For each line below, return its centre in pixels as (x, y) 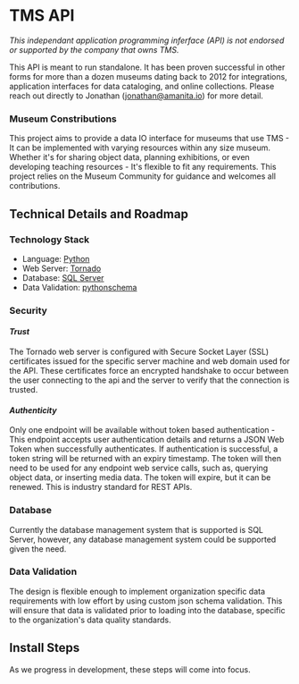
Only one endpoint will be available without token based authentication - (142, 430)
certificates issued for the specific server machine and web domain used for (149, 361)
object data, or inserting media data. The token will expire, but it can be (140, 477)
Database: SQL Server (63, 277)
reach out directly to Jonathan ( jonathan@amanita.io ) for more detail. (136, 96)
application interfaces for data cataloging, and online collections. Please (142, 86)
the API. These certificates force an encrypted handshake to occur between (149, 371)
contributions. (35, 186)
